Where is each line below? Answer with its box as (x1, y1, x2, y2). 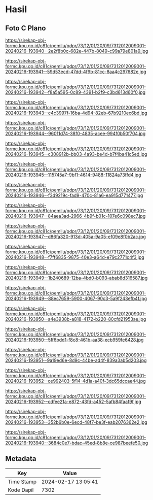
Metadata (5, 454, 36, 463)
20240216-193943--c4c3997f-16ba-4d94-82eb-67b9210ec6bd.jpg (5, 110, 148, 116)
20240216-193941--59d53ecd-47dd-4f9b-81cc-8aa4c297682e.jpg (5, 69, 146, 75)
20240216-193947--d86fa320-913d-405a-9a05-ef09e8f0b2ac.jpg (5, 234, 146, 240)
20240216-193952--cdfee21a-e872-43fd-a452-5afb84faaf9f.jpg (5, 398, 142, 405)
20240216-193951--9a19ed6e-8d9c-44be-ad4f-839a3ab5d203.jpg (5, 357, 147, 363)
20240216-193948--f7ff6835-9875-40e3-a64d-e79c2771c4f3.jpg (5, 254, 144, 260)
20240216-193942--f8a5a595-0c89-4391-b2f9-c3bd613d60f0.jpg (5, 89, 146, 95)
